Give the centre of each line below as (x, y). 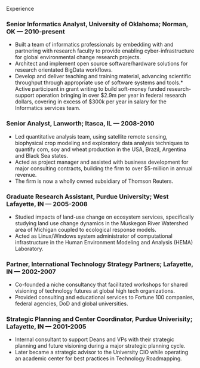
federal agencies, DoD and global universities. (71, 303)
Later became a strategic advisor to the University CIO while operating (101, 352)
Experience (20, 9)
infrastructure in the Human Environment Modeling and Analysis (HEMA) (104, 242)
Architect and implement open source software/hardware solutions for (101, 64)
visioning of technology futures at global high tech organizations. (95, 291)
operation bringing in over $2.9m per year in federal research (111, 96)
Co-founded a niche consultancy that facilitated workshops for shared (101, 285)
